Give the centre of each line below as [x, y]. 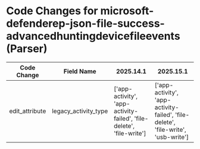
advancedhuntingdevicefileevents [93, 36]
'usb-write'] [172, 137]
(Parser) [27, 49]
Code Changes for [52, 11]
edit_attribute [28, 111]
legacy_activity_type [80, 111]
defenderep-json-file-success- [85, 23]
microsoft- [127, 11]
